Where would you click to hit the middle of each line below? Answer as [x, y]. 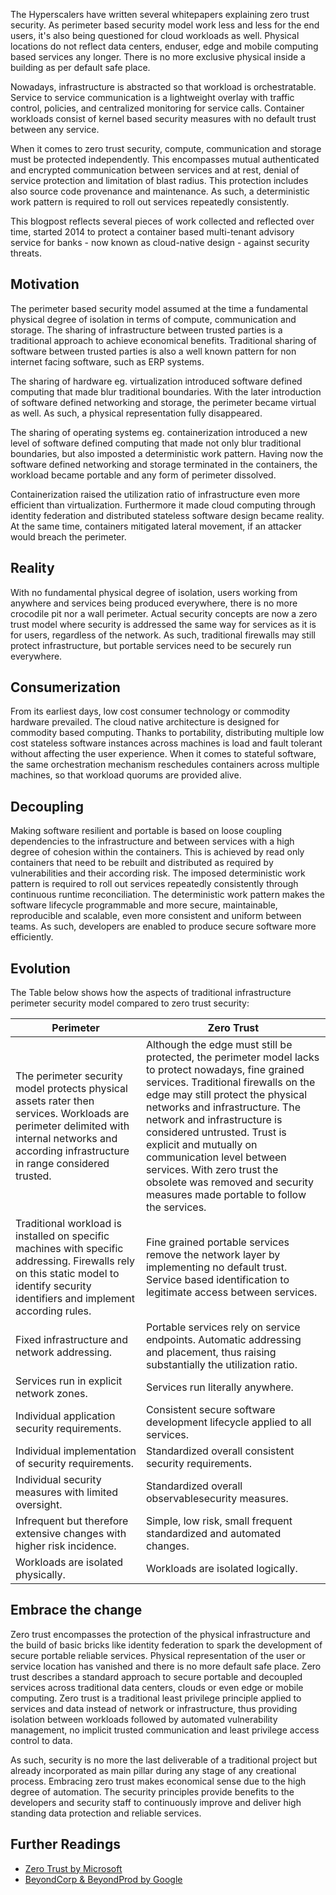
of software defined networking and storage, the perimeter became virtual [163, 402]
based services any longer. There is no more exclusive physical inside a [158, 57]
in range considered [62, 1164]
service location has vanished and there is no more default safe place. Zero [166, 1666]
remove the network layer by [213, 1255]
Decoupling [47, 806]
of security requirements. [74, 1464]
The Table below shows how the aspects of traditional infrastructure [151, 993]
